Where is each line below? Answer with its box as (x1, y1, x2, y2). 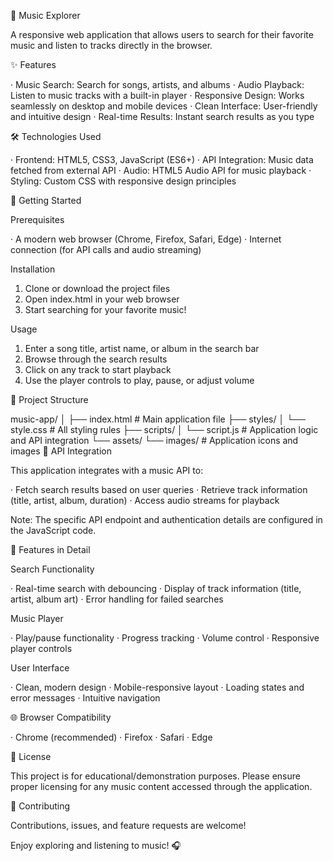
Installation (10, 263, 56, 275)
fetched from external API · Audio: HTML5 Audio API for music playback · (10, 165, 312, 176)
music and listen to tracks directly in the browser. (10, 40, 213, 51)
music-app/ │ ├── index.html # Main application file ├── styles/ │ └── (10, 413, 306, 425)
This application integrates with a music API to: (10, 465, 204, 476)
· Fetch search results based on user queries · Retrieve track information (10, 484, 308, 495)
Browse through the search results (24, 353, 168, 365)
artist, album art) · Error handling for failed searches (10, 593, 224, 605)
